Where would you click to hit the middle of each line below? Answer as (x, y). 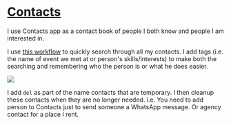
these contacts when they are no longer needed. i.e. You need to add (106, 100)
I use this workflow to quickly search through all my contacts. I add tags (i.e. (115, 52)
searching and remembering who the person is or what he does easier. (108, 66)
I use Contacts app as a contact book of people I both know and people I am (115, 31)
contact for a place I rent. (43, 114)
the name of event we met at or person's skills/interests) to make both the (112, 58)
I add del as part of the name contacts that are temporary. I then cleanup (111, 92)
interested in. (26, 38)
